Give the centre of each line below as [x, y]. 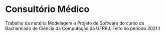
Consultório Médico [47, 9]
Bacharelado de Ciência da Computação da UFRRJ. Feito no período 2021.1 [83, 28]
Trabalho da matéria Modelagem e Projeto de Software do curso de [75, 23]
